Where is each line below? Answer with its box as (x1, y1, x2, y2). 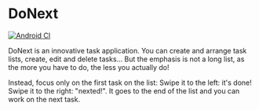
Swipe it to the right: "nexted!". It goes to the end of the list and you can (8, 86, 240, 95)
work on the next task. (8, 94, 81, 104)
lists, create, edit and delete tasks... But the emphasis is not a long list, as (8, 54, 245, 64)
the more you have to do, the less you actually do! (8, 62, 170, 71)
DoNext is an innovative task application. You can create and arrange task (8, 46, 247, 55)
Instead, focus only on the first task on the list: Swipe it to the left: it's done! (8, 78, 253, 87)
